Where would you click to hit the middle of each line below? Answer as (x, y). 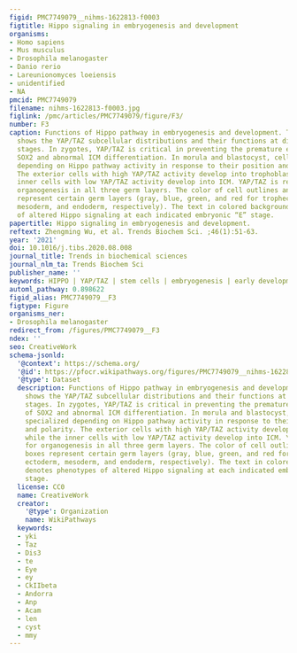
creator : (33, 503)
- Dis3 (29, 553)
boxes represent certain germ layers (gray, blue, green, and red (150, 454)
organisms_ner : (37, 314)
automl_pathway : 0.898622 (57, 289)
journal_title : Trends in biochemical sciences (99, 257)
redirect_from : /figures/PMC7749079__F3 (85, 330)
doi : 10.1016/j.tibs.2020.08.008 (71, 248)
